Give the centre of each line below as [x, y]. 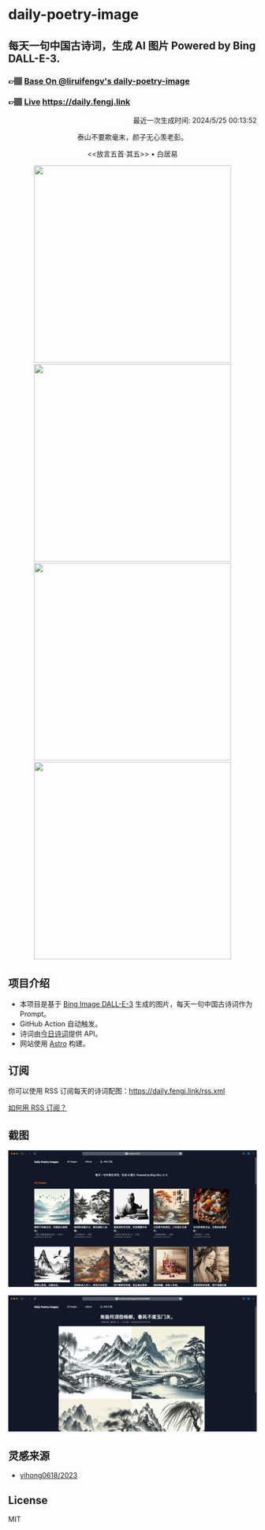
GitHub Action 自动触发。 [61, 1023]
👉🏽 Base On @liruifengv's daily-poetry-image [99, 81]
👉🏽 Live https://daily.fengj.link [69, 102]
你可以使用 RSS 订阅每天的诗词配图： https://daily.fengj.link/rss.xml [117, 1091]
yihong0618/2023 [49, 1476]
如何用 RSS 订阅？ [37, 1108]
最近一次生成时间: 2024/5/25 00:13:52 [195, 120]
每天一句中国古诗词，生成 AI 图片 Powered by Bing [132, 45]
